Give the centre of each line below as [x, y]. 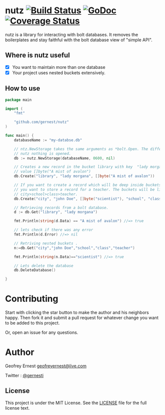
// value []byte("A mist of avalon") [53, 172]
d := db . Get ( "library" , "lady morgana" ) [56, 212]
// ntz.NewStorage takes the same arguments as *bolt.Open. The [81, 149]
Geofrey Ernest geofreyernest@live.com [46, 366]
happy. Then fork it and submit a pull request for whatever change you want [82, 318]
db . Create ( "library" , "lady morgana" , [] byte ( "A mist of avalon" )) [84, 176]
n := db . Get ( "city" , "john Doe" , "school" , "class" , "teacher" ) [74, 248]
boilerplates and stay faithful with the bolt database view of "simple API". [79, 40]
